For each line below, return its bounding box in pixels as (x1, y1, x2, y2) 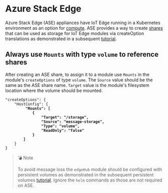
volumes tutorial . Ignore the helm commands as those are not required (17, 177, 162, 183)
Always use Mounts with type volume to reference (5, 50, 159, 59)
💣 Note (17, 154, 34, 161)
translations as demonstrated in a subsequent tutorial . (5, 36, 117, 42)
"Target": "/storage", (41, 115, 89, 120)
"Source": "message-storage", (41, 119, 105, 124)
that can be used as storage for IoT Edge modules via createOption (5, 30, 144, 36)
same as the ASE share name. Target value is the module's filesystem (5, 82, 149, 88)
